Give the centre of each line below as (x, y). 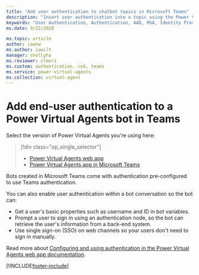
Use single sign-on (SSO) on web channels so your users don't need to (101, 231)
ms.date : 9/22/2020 (30, 28)
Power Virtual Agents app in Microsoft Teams (85, 165)
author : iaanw (24, 44)
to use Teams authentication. (41, 182)
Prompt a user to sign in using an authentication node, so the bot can (99, 218)
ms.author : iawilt (29, 50)
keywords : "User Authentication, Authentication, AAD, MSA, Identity (94, 22)
